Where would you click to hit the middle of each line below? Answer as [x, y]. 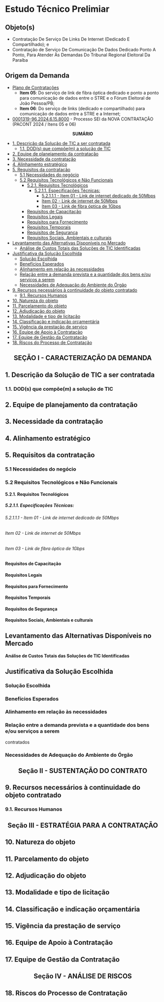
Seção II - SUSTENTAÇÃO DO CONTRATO [83, 771]
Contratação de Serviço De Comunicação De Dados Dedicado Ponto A [84, 50]
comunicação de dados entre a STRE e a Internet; [70, 113]
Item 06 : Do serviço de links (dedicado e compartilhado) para [82, 108]
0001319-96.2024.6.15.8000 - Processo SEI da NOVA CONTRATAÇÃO [83, 119]
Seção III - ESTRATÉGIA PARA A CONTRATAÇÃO [83, 825]
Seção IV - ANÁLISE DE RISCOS [83, 976]
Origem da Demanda [37, 76]
